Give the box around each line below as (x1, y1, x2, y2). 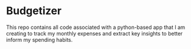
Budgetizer (6, 4, 62, 18)
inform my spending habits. (6, 36, 73, 43)
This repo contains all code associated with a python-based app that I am (6, 24, 185, 31)
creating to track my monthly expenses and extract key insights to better (6, 30, 183, 37)
